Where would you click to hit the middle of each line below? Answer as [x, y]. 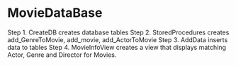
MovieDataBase [55, 13]
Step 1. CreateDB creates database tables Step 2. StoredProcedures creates [118, 32]
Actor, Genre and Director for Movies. [62, 55]
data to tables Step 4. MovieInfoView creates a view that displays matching [117, 47]
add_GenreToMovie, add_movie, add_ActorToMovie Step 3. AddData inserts [118, 39]
